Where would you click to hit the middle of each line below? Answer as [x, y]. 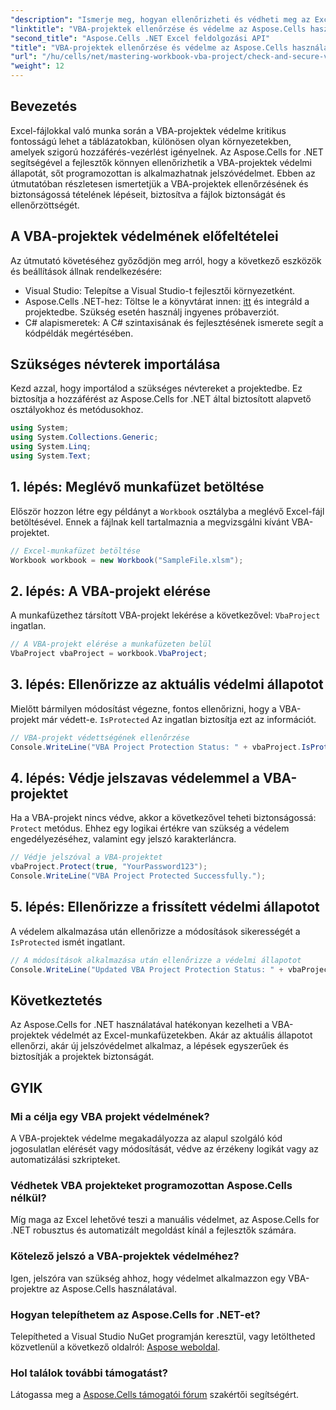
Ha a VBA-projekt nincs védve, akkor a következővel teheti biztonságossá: [163, 818]
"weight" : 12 [37, 66]
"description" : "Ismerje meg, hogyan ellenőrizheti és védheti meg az [160, 19]
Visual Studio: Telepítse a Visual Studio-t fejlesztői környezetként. [160, 290]
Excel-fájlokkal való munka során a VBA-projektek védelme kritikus [148, 130]
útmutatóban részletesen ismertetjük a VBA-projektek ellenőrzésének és [159, 183]
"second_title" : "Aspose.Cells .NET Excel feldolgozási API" [140, 38]
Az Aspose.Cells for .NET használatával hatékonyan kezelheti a [140, 1025]
